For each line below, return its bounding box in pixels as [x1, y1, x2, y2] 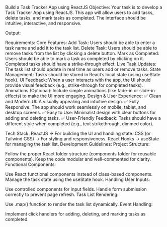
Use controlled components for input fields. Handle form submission [5, 186, 147, 192]
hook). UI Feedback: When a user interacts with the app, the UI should [5, 77, 151, 83]
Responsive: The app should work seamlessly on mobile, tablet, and [5, 104, 146, 110]
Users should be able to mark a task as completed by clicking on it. [5, 56, 144, 62]
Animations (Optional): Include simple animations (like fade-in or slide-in [5, 88, 155, 93]
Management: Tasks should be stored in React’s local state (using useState [5, 72, 161, 77]
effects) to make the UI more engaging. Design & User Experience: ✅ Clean [5, 93, 161, 99]
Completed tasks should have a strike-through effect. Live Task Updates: [5, 61, 157, 67]
